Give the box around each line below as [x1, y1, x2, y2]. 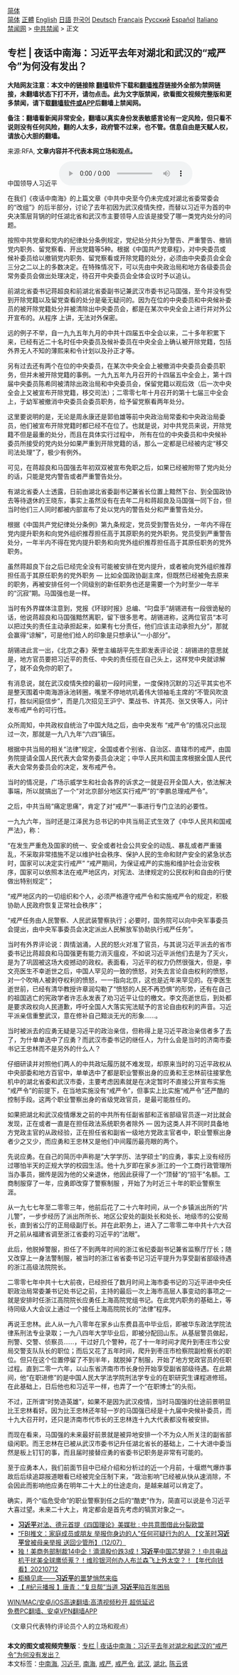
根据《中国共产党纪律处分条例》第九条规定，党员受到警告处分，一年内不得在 [7, 520, 232, 528]
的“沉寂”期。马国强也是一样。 [7, 588, 95, 597]
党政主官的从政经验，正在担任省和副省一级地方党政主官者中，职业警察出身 [13, 1128, 232, 1137]
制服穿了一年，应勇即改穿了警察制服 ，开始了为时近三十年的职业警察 [13, 1179, 215, 1187]
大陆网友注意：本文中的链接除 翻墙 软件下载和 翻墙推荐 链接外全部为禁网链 [7, 81, 221, 89]
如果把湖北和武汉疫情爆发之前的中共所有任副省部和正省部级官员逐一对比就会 [7, 1110, 232, 1119]
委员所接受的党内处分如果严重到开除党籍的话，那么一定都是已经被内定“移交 [7, 439, 229, 447]
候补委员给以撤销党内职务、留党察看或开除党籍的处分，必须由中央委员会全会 [7, 253, 232, 262]
